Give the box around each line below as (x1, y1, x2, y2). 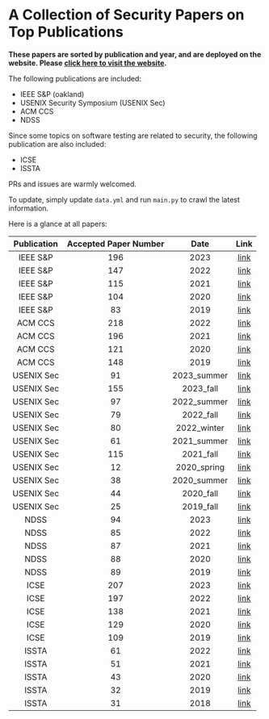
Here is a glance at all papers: (8, 219, 107, 228)
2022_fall (181, 409, 219, 420)
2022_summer (172, 395, 229, 407)
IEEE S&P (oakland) (19, 89, 85, 98)
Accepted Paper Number (67, 238, 165, 249)
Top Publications (8, 23, 124, 41)
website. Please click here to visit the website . (8, 58, 167, 68)
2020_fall (181, 487, 219, 499)
